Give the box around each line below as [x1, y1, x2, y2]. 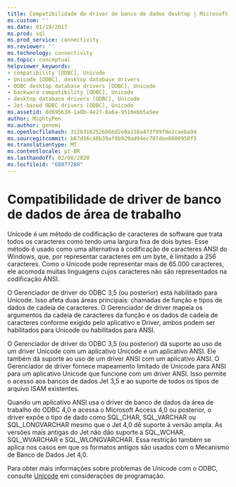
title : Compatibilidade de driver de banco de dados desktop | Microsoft [7, 10, 229, 18]
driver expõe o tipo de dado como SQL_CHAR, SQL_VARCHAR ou [7, 413, 196, 421]
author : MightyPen [7, 115, 61, 122]
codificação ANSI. [7, 274, 60, 283]
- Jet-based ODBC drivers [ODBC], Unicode [7, 102, 134, 109]
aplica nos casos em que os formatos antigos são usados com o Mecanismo [7, 443, 230, 451]
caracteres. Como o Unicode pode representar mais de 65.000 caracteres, [7, 259, 224, 268]
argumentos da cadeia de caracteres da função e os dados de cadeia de [7, 311, 218, 319]
